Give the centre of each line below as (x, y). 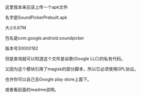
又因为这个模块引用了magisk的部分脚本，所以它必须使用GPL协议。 (72, 69)
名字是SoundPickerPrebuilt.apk (36, 17)
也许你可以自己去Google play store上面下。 (48, 79)
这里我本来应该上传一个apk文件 (36, 7)
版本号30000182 (22, 48)
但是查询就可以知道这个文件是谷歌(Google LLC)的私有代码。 (65, 59)
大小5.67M (16, 28)
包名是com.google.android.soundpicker (45, 38)
